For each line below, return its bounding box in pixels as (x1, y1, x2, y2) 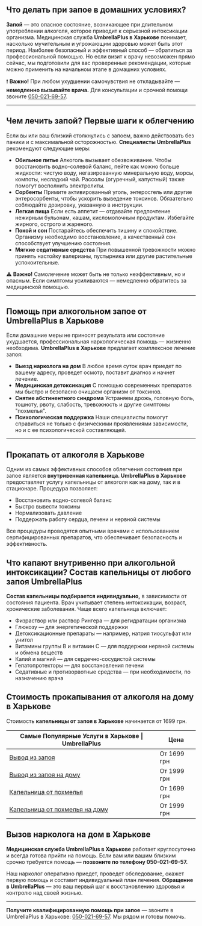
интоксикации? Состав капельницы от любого (6, 567, 191, 577)
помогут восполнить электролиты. (14, 182, 105, 189)
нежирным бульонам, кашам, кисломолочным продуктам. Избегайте (14, 214, 194, 221)
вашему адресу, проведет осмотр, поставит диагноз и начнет (14, 369, 176, 376)
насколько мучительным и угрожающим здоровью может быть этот (6, 40, 183, 47)
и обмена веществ (14, 649, 63, 656)
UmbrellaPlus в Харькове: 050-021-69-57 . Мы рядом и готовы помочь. (6, 913, 186, 920)
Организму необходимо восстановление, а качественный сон (14, 233, 176, 240)
